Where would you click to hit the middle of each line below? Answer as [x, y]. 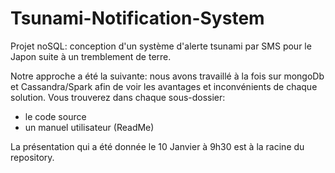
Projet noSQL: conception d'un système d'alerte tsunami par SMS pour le [161, 46]
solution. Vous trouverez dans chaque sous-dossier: [118, 97]
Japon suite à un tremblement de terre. [91, 56]
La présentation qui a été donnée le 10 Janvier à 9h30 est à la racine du [157, 146]
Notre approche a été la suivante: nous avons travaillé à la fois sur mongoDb [167, 76]
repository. [32, 157]
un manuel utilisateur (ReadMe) [89, 127]
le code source [55, 116]
